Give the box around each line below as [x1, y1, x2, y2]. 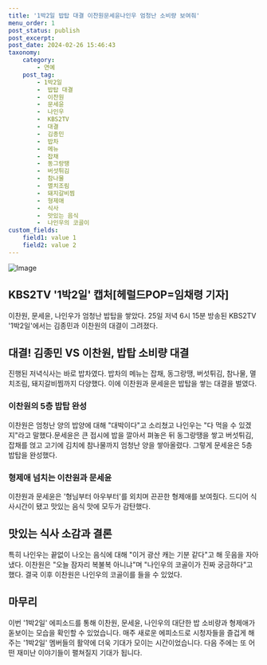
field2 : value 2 [22, 241, 77, 249]
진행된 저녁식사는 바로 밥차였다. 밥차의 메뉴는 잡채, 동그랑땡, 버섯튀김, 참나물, [8, 369, 249, 378]
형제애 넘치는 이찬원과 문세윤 [8, 471, 112, 483]
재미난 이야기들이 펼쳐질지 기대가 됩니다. [16, 647, 143, 657]
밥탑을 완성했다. [8, 450, 58, 460]
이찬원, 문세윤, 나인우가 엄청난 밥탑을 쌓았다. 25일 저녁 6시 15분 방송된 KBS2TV [8, 311, 257, 320]
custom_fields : [8, 226, 59, 235]
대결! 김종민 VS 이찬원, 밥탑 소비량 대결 [8, 346, 190, 359]
